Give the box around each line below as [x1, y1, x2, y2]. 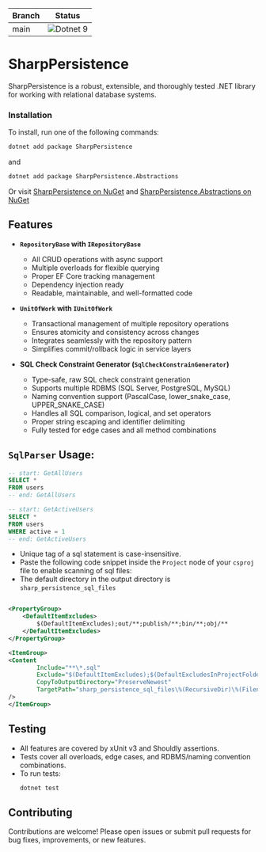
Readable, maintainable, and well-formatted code [31, 288, 192, 298]
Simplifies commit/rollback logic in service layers [31, 344, 192, 353]
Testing [8, 722, 47, 736]
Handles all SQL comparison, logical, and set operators [31, 408, 211, 418]
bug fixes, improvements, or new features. [8, 835, 146, 845]
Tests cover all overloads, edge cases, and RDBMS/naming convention [19, 751, 251, 761]
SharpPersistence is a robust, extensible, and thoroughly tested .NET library [8, 81, 256, 90]
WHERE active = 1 [8, 527, 66, 535]
